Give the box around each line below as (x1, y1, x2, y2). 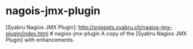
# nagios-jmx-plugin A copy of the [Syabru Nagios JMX (49, 30, 187, 37)
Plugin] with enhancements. (5, 36, 75, 43)
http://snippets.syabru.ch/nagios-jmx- (78, 24, 173, 31)
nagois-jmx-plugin (5, 4, 101, 18)
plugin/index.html (5, 30, 49, 37)
